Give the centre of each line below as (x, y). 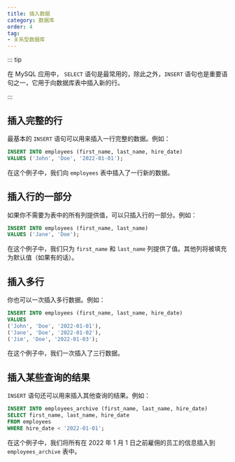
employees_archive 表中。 (44, 451)
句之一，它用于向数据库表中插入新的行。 (65, 83)
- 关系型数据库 (26, 40)
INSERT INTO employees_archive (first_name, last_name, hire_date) (108, 409)
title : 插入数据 (29, 14)
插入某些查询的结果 (49, 377)
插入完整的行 (35, 121)
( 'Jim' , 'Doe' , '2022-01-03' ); (53, 339)
